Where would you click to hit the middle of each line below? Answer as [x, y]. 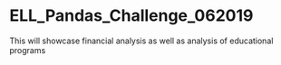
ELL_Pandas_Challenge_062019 [131, 16]
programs [28, 50]
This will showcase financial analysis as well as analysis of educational [141, 41]
